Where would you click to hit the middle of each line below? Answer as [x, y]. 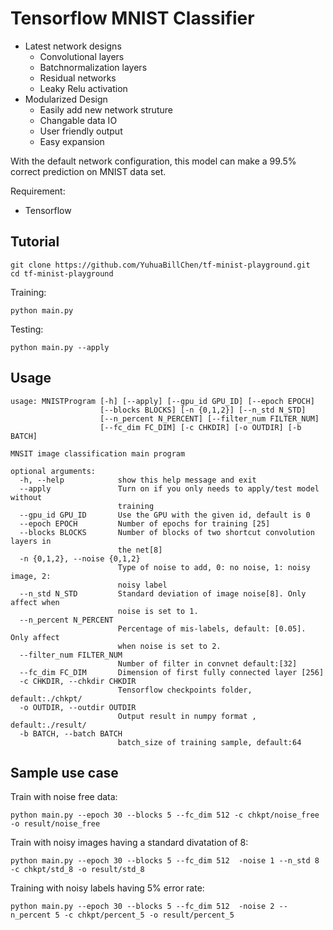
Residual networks [78, 78]
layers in [31, 541]
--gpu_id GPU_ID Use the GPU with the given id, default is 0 [165, 515]
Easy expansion [72, 141]
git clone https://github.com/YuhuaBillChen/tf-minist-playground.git [160, 265]
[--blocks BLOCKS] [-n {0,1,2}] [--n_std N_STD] [203, 410]
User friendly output [81, 131]
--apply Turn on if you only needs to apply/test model [169, 488]
